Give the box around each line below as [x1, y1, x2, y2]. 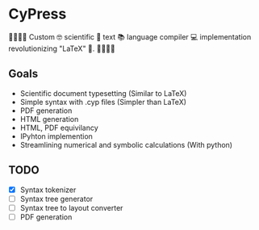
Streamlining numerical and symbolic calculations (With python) [19, 140, 232, 149]
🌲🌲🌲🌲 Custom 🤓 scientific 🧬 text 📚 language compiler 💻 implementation [8, 31, 252, 41]
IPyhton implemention [19, 131, 93, 141]
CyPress [8, 5, 67, 23]
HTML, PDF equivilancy [19, 123, 98, 132]
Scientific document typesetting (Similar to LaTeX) [19, 88, 187, 98]
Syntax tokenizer [19, 185, 77, 194]
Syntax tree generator [19, 194, 94, 203]
